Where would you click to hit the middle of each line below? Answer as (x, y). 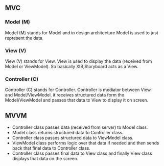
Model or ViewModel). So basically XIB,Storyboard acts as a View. (72, 66)
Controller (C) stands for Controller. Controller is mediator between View (78, 90)
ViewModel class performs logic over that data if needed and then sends (85, 143)
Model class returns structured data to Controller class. (68, 133)
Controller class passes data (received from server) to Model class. (80, 127)
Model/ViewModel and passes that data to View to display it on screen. (77, 100)
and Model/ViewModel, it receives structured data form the (65, 95)
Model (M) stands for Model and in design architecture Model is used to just (82, 33)
